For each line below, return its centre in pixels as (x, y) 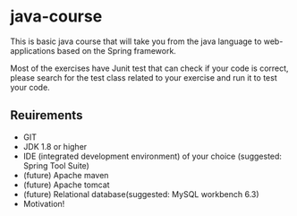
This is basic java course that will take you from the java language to (136, 41)
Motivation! (44, 203)
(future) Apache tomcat (66, 185)
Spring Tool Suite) (56, 165)
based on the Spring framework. (117, 50)
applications (33, 50)
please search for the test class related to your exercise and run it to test (144, 77)
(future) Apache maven (66, 175)
